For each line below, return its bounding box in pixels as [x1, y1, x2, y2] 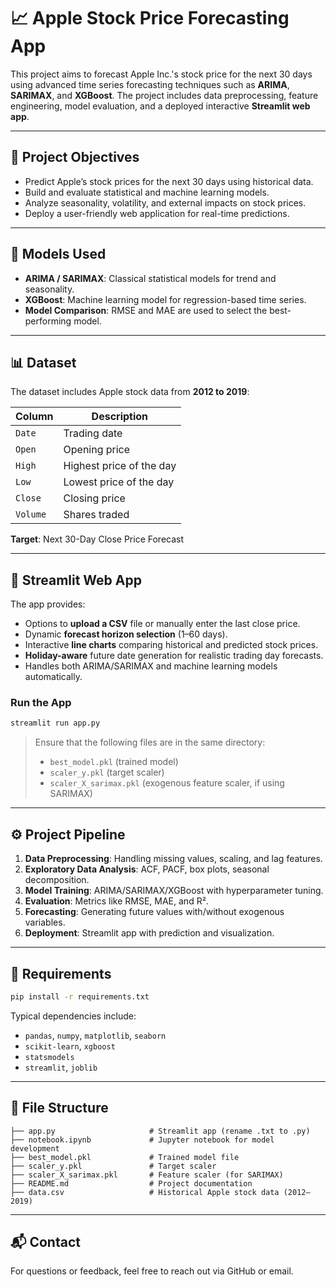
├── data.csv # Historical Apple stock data [10, 1187, 280, 1197]
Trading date [63, 426, 123, 440]
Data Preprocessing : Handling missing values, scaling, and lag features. [24, 853, 323, 865]
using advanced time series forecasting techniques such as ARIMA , [10, 78, 290, 90]
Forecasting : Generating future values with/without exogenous [24, 906, 285, 918]
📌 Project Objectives [10, 149, 140, 166]
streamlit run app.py [10, 718, 101, 729]
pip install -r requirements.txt [10, 991, 150, 1002]
